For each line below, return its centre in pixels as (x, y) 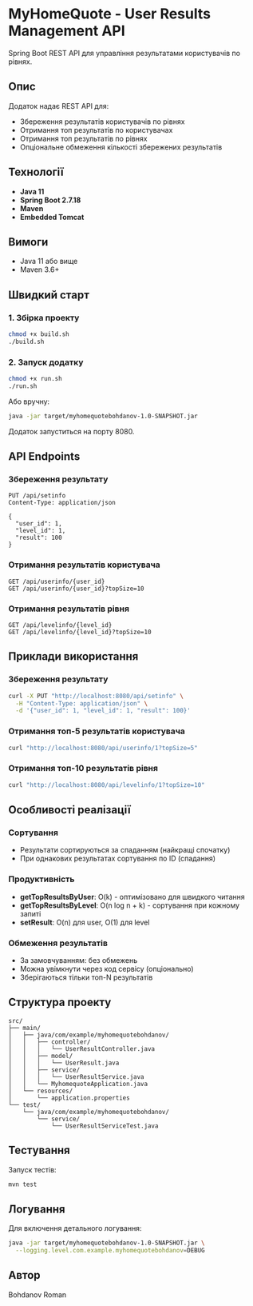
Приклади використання (73, 657)
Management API (67, 31)
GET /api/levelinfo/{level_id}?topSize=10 (80, 633)
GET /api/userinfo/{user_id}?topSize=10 (77, 589)
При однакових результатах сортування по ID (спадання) (117, 859)
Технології (36, 172)
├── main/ (25, 1028)
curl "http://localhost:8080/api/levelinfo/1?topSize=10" (107, 785)
